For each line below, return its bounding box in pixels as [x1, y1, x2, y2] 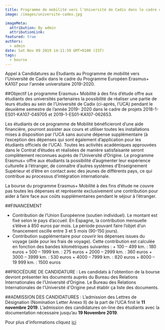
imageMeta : [5, 21, 27, 26]
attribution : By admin [9, 25, 56, 30]
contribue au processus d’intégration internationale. [5, 173, 110, 180]
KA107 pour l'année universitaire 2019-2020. [5, 81, 95, 87]
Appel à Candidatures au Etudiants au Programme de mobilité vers [5, 71, 140, 77]
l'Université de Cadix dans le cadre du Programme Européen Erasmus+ [5, 76, 149, 82]
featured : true [5, 34, 36, 39]
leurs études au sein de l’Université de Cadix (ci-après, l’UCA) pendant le [5, 101, 153, 107]
